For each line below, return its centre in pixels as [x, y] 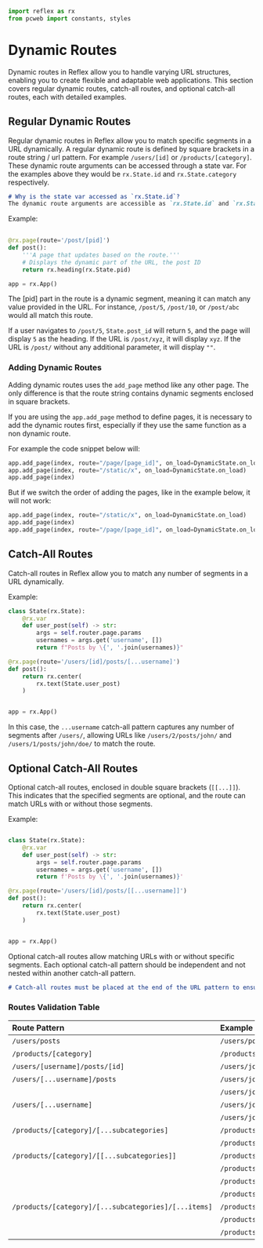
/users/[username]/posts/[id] [68, 1066]
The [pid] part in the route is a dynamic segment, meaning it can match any [130, 299]
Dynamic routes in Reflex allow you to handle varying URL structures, [120, 71]
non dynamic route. [40, 433]
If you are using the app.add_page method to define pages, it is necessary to [130, 417]
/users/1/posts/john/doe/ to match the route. [82, 744]
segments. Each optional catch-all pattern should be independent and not [127, 965]
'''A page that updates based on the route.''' [101, 255]
